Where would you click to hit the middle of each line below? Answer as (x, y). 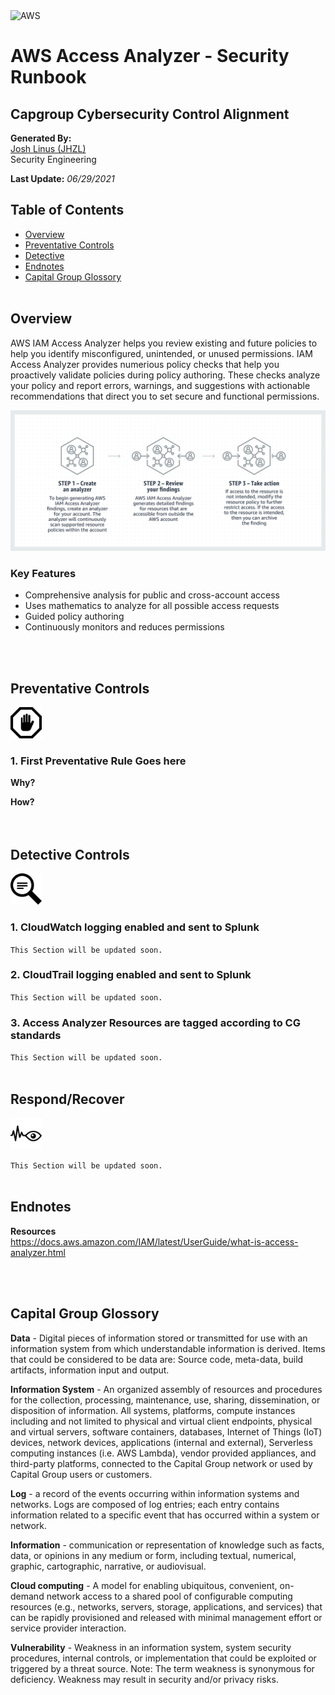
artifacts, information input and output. (90, 1370)
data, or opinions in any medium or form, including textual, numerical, (153, 1555)
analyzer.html (38, 1252)
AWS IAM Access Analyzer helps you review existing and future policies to (164, 343)
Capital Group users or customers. (81, 1474)
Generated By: (41, 138)
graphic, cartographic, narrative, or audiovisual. (108, 1566)
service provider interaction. (68, 1628)
